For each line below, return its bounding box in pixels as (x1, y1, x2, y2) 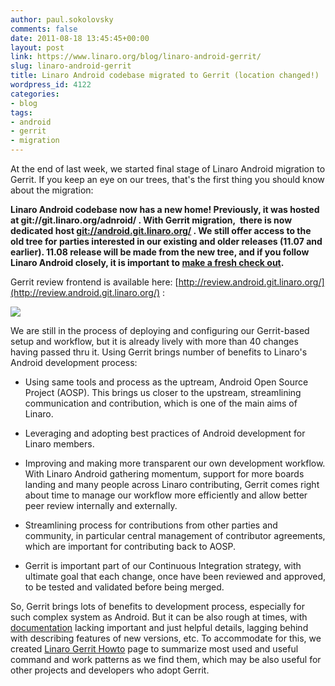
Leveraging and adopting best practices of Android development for (24, 427, 306, 439)
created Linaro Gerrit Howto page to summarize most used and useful (10, 643, 299, 655)
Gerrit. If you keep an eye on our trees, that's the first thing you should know (10, 174, 325, 185)
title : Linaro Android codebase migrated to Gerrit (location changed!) (10, 71, 320, 81)
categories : (10, 89, 60, 99)
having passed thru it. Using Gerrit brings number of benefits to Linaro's (10, 346, 308, 358)
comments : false (10, 24, 78, 34)
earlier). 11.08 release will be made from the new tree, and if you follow (10, 246, 310, 258)
